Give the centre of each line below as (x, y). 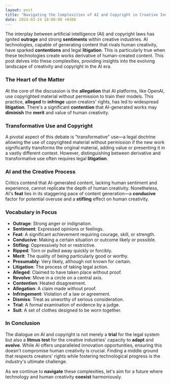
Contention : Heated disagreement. (49, 283)
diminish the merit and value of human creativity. (57, 112)
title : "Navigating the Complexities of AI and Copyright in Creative (82, 15)
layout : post (19, 10)
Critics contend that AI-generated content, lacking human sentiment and (81, 183)
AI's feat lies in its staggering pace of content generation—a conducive (81, 194)
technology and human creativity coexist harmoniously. (64, 377)
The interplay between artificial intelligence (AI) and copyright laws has (80, 34)
